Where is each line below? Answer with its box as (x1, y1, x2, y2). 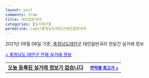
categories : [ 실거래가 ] (5, 21, 52, 27)
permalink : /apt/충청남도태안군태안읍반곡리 (5, 26, 87, 31)
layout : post (5, 7, 33, 13)
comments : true (5, 12, 38, 17)
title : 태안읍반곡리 (5, 17, 42, 22)
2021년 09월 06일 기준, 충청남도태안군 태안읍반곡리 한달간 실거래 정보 (5, 41, 144, 47)
